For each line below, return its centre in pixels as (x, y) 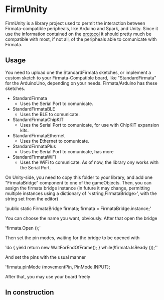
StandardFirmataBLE (34, 109)
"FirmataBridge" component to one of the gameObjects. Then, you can (78, 182)
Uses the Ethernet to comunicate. (54, 141)
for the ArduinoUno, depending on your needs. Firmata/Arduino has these (81, 83)
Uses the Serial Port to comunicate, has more (67, 151)
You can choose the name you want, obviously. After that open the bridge (81, 218)
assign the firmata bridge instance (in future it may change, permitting (78, 188)
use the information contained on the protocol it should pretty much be (78, 34)
